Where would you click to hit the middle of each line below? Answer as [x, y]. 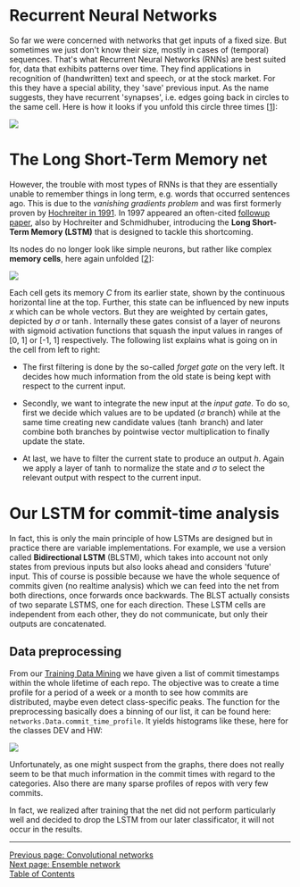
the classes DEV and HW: [56, 730]
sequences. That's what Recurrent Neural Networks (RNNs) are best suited [148, 59]
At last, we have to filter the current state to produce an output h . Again [153, 458]
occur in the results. [46, 829]
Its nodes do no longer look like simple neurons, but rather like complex [141, 249]
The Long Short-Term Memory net [138, 159]
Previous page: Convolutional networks [81, 855]
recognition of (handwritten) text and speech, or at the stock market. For [142, 78]
